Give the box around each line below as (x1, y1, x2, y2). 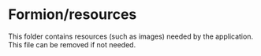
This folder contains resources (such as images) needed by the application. (8, 32, 254, 41)
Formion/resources (8, 6, 137, 24)
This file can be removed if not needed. (8, 39, 136, 49)
